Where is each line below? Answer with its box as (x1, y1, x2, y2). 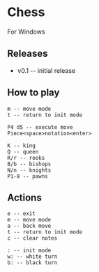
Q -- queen (7, 148, 39, 155)
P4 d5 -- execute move (7, 123, 73, 130)
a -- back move (7, 222, 52, 230)
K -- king (7, 142, 36, 149)
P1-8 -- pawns (7, 172, 49, 179)
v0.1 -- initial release (17, 66, 75, 74)
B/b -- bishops (7, 161, 52, 168)
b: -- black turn (7, 259, 58, 266)
